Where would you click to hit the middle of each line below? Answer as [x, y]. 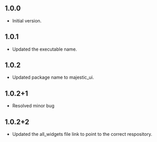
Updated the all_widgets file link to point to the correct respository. [82, 134]
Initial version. [27, 20]
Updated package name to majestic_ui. [53, 77]
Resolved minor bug [33, 106]
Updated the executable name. [45, 49]
